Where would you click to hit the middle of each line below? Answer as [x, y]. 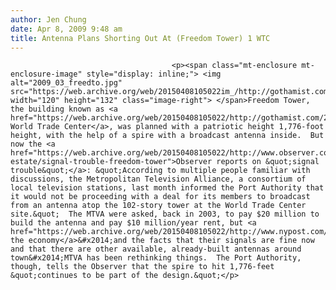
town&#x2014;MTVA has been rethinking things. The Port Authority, [156, 258]
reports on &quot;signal [268, 162]
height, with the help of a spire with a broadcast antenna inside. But [167, 136]
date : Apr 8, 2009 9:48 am [66, 29]
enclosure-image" [46, 74]
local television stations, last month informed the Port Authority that [167, 188]
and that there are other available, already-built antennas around [156, 249]
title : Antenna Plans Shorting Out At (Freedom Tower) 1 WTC [140, 38]
